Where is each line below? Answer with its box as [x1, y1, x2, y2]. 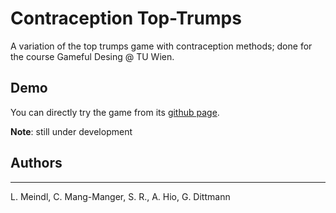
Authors [10, 155, 63, 172]
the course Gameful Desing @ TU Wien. [10, 50, 175, 62]
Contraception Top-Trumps [10, 7, 242, 30]
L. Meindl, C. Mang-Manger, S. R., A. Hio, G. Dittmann [10, 190, 231, 202]
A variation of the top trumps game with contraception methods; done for [10, 40, 313, 52]
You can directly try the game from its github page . [10, 106, 220, 118]
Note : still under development [10, 125, 133, 137]
